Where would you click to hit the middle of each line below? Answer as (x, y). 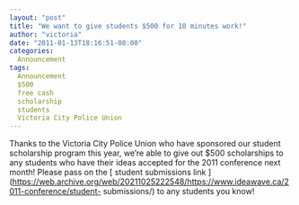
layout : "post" (38, 18)
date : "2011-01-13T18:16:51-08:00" (76, 43)
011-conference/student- (55, 192)
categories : (31, 51)
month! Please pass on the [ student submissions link (108, 173)
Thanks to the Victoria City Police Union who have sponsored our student (145, 144)
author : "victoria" (46, 34)
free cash (35, 93)
